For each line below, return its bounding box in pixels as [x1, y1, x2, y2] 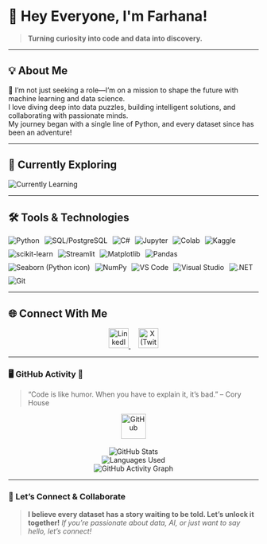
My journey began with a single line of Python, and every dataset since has [8, 119, 254, 128]
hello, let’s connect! [27, 526, 92, 536]
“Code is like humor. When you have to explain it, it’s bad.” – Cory [27, 389, 242, 399]
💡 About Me [8, 64, 68, 78]
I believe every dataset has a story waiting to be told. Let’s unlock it [27, 509, 254, 519]
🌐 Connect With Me [8, 307, 108, 320]
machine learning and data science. [8, 93, 126, 103]
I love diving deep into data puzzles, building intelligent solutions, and [8, 102, 236, 112]
